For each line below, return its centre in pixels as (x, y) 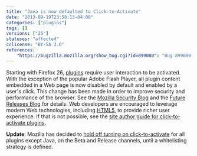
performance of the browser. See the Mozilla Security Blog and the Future (96, 97)
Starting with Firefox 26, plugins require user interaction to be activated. (93, 72)
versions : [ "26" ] (27, 34)
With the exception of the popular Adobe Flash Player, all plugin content (93, 79)
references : (21, 50)
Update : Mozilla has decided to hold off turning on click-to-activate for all (96, 134)
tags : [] (17, 28)
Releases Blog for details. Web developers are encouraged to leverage (92, 103)
